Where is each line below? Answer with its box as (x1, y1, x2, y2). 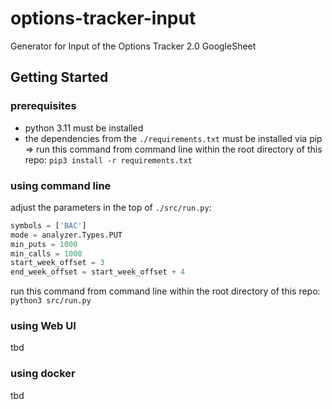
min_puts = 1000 (10, 239, 78, 249)
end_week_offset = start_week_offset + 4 (10, 267, 186, 277)
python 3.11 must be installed (24, 122, 144, 134)
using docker (10, 367, 76, 381)
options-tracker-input (10, 7, 197, 30)
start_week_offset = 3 (10, 258, 105, 268)
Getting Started (10, 69, 109, 86)
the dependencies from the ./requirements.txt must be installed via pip (24, 132, 323, 144)
